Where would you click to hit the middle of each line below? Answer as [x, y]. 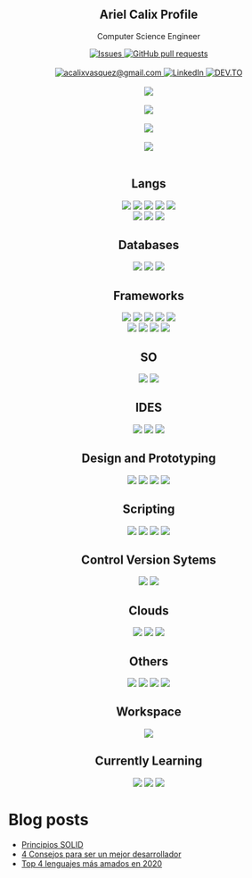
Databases [149, 245]
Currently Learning [149, 761]
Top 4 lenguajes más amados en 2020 [91, 863]
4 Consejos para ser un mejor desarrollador [101, 854]
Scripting [149, 510]
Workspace [149, 712]
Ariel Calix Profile [149, 15]
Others [149, 661]
